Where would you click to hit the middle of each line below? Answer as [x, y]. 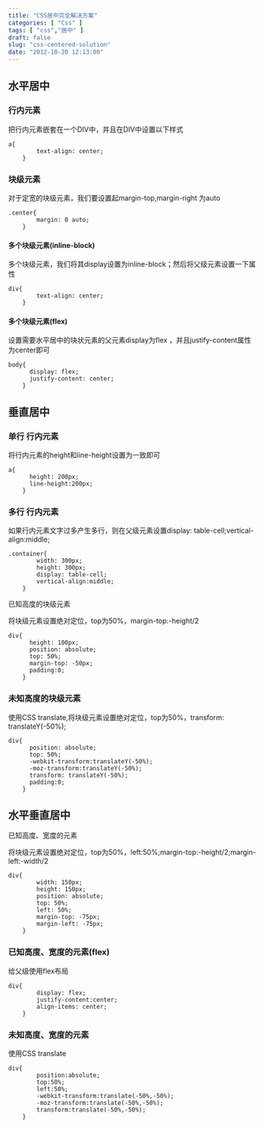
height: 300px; [61, 568]
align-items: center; [72, 1006]
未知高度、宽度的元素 [48, 1035]
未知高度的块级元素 [45, 699]
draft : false [30, 37]
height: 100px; [54, 643]
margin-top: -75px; [69, 917]
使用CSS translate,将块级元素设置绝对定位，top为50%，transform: [116, 717]
